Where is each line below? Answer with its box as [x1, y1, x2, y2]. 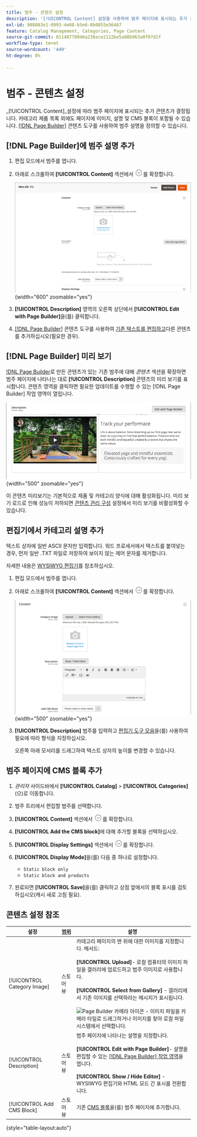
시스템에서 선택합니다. [76, 1023, 127, 1030]
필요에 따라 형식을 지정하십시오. [14, 734, 87, 742]
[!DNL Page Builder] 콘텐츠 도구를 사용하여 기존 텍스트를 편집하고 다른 [14, 326, 176, 333]
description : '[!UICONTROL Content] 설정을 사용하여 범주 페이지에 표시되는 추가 [6, 15, 188, 22]
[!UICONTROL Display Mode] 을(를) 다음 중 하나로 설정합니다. [14, 854, 159, 861]
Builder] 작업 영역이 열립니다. [6, 390, 74, 397]
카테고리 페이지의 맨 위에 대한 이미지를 [76, 938, 164, 945]
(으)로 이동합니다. [14, 790, 55, 797]
